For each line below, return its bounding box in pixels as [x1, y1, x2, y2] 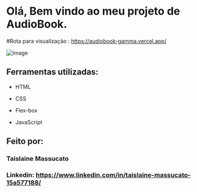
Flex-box [15, 107, 38, 114]
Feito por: [6, 136, 44, 147]
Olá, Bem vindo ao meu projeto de [6, 4, 181, 18]
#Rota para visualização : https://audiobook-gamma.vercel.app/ [6, 37, 167, 44]
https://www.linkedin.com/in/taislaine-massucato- [35, 171, 191, 179]
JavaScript [15, 118, 43, 126]
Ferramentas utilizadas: [6, 67, 99, 77]
